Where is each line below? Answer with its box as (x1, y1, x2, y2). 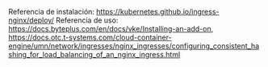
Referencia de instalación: (8, 7, 95, 16)
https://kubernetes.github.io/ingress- (96, 7, 220, 16)
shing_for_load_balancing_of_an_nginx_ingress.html (8, 50, 181, 59)
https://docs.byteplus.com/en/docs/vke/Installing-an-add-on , (8, 24, 214, 33)
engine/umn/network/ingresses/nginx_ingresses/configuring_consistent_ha (8, 41, 260, 51)
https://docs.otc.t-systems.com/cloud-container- (8, 32, 172, 42)
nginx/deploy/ (8, 15, 55, 25)
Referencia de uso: (56, 15, 119, 25)
